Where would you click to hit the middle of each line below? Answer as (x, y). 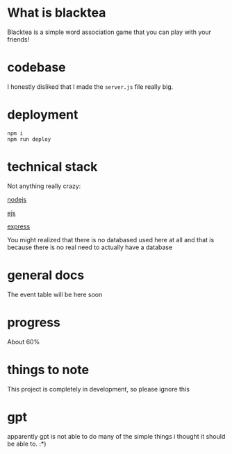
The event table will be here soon (55, 294)
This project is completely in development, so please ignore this (98, 389)
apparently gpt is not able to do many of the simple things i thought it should (116, 436)
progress (34, 322)
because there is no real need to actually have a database (90, 247)
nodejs (17, 199)
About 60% (24, 342)
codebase (36, 68)
